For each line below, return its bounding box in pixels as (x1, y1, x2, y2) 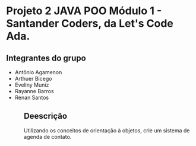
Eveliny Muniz (14, 81, 49, 88)
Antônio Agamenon (14, 69, 62, 75)
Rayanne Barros (14, 88, 55, 94)
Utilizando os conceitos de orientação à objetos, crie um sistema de (23, 126, 190, 134)
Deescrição (23, 111, 67, 121)
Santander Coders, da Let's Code (6, 17, 173, 30)
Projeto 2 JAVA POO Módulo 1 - (6, 4, 162, 18)
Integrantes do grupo (6, 53, 86, 63)
